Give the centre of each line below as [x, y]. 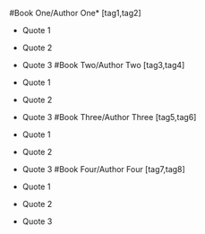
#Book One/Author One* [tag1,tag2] [75, 13]
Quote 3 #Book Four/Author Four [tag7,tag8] [103, 169]
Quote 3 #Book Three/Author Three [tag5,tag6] [109, 117]
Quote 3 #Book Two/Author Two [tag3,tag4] [103, 65]
